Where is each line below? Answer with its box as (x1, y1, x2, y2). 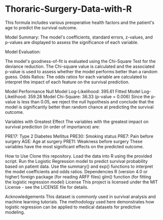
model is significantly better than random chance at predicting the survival (5, 104, 154, 110)
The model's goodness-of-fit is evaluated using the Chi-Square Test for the (5, 58, 156, 64)
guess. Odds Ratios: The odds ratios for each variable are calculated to (5, 74, 147, 80)
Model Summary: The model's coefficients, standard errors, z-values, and (5, 34, 153, 40)
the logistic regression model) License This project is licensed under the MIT (5, 179, 158, 185)
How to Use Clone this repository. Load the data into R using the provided (5, 153, 152, 159)
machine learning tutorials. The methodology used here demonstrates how (5, 199, 154, 204)
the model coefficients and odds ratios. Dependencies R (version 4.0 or (5, 168, 148, 174)
